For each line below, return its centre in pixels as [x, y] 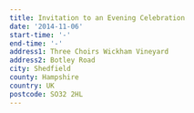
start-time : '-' [40, 35]
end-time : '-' [36, 43]
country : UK [32, 86]
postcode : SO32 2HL [46, 94]
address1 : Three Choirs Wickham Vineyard [89, 52]
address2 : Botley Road [52, 60]
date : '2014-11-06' [46, 26]
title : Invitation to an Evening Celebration [97, 18]
